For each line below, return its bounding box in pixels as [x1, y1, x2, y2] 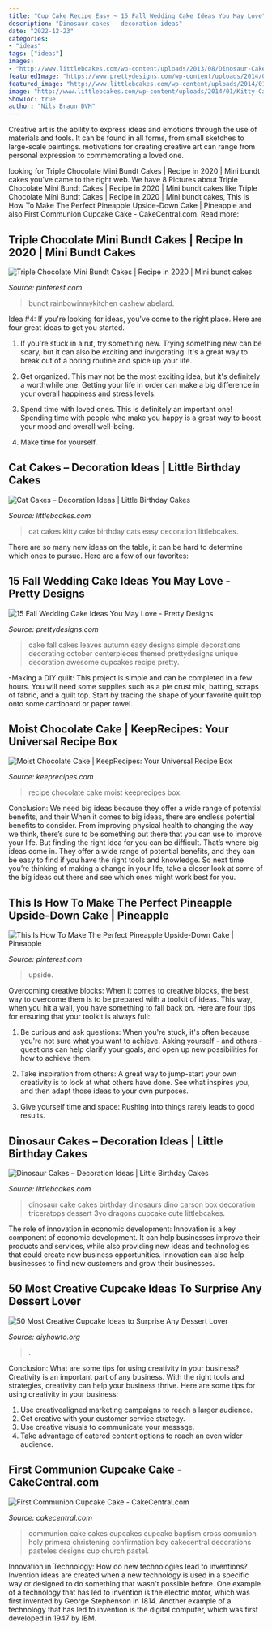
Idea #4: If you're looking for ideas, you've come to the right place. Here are [8, 314, 262, 324]
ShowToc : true [8, 95, 57, 103]
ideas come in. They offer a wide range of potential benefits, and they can [8, 847, 255, 856]
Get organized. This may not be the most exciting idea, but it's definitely [19, 371, 261, 381]
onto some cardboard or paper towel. [8, 698, 134, 708]
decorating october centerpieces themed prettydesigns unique [28, 648, 239, 658]
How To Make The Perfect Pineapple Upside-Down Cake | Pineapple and [8, 200, 253, 211]
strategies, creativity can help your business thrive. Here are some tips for [8, 1380, 256, 1390]
